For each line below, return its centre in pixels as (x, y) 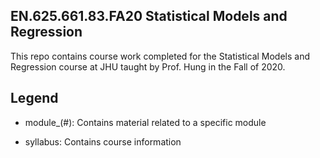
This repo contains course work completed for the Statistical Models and (160, 56)
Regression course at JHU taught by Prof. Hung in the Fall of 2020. (148, 66)
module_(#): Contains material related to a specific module (145, 122)
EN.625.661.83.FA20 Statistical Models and (149, 16)
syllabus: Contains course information (103, 141)
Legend (34, 98)
